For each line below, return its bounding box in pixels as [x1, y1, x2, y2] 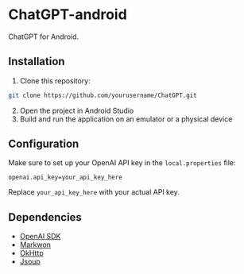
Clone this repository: [19, 75, 91, 85]
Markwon [19, 240, 52, 249]
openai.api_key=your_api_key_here [8, 173, 123, 182]
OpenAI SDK [19, 232, 61, 241]
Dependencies [8, 210, 82, 224]
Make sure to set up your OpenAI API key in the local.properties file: [8, 158, 236, 168]
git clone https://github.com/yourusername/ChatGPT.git [8, 91, 197, 99]
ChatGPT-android [8, 6, 127, 24]
